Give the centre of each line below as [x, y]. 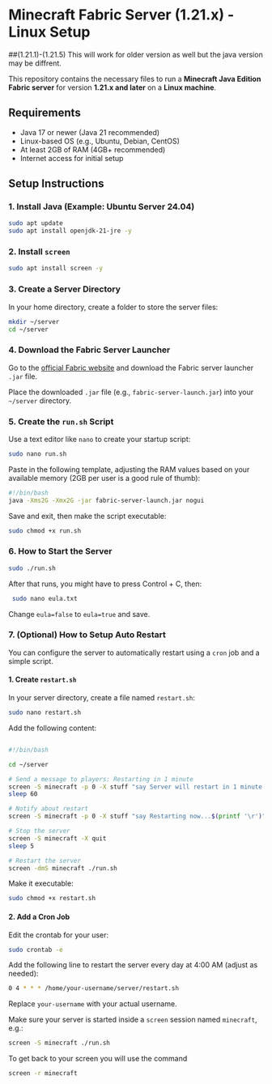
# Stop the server [39, 831]
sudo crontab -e [36, 950]
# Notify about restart [49, 809]
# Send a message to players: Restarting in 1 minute [101, 779]
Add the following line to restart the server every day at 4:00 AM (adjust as [133, 965]
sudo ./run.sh [32, 568]
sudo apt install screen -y [56, 269]
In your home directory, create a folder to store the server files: [113, 307]
